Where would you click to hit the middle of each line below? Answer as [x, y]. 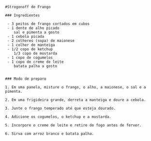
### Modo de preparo [26, 79]
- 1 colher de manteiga [31, 45]
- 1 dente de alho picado [33, 28]
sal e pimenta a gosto [37, 32]
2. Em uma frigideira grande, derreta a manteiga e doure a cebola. [75, 100]
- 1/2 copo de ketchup [30, 49]
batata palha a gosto [35, 66]
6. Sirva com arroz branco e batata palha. [50, 134]
